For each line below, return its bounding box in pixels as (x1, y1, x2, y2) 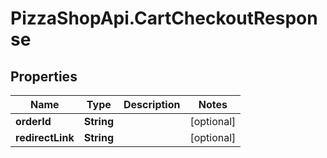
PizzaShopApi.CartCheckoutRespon (10, 7, 318, 30)
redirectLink (15, 131, 75, 144)
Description (123, 98, 181, 111)
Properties (10, 68, 78, 85)
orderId (15, 115, 52, 128)
